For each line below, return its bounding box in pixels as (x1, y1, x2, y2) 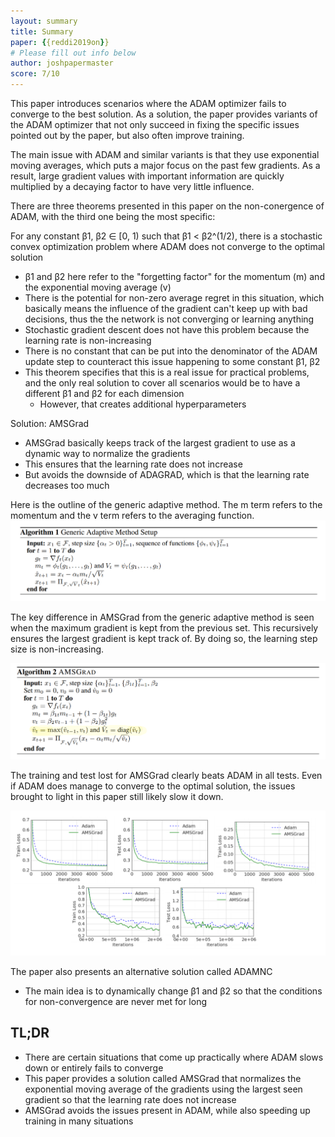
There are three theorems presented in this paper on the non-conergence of (10, 200, 325, 212)
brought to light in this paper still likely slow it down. (10, 790, 224, 802)
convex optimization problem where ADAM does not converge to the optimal (10, 241, 325, 252)
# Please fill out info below (10, 48, 137, 58)
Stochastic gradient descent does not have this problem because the (24, 324, 310, 335)
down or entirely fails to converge (24, 1061, 164, 1074)
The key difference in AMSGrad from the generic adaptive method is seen (10, 611, 315, 623)
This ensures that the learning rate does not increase (24, 458, 243, 470)
